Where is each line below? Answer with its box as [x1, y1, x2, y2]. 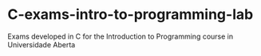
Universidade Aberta [7, 39, 76, 49]
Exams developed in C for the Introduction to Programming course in [7, 32, 233, 41]
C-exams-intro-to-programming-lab [7, 6, 254, 24]
